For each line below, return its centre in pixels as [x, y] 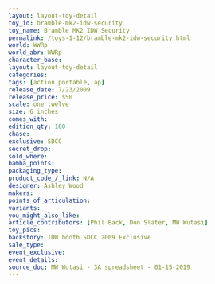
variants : [25, 208]
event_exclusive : [37, 252]
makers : [21, 193]
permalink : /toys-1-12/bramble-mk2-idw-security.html [100, 38]
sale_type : [26, 245]
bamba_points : [32, 164]
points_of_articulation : [49, 200]
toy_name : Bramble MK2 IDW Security [69, 30]
